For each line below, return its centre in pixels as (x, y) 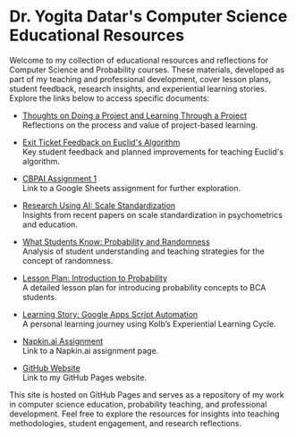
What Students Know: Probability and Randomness (116, 241)
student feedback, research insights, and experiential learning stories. (138, 88)
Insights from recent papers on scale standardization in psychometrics (152, 214)
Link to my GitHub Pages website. (85, 377)
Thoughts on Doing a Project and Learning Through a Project (135, 115)
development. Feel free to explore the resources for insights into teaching (144, 414)
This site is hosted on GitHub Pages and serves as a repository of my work (147, 394)
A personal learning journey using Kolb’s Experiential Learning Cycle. (149, 324)
